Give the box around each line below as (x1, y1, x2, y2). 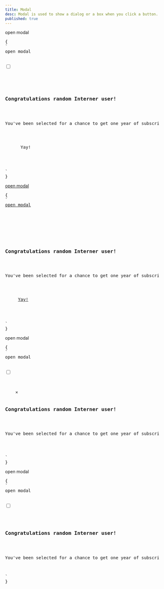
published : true (5, 16, 38, 21)
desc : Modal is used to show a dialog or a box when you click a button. (5, 12, 159, 17)
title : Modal (5, 7, 32, 12)
